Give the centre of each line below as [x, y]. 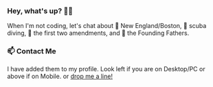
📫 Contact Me [32, 51]
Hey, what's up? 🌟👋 [40, 11]
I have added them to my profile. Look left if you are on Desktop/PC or [106, 69]
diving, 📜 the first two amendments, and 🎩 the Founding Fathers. [98, 33]
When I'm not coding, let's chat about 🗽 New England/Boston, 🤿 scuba [107, 26]
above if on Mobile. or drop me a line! [60, 76]
